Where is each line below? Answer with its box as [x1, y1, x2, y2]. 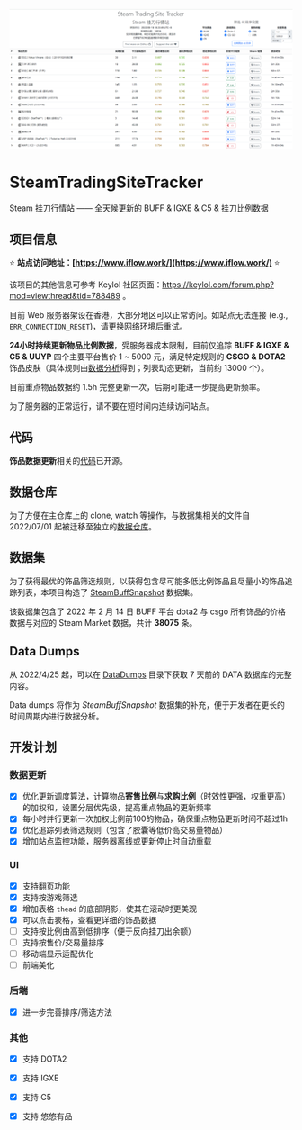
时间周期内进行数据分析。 [9, 710, 104, 721]
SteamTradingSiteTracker [9, 172, 204, 193]
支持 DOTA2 [22, 1053, 67, 1064]
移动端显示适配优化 [22, 948, 94, 959]
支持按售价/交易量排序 [22, 937, 105, 948]
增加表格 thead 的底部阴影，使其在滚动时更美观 [22, 903, 198, 914]
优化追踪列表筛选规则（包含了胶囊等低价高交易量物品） [22, 825, 227, 836]
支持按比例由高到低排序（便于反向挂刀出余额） [22, 926, 196, 936]
